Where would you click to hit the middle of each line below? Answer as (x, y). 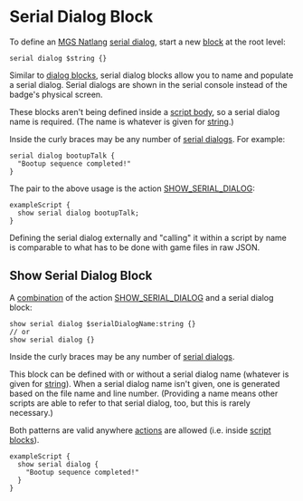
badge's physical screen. (56, 94)
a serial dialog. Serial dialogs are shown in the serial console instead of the (148, 84)
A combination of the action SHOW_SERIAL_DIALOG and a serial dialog (142, 297)
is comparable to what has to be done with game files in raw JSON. (135, 247)
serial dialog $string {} (58, 58)
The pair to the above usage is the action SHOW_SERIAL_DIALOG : (132, 188)
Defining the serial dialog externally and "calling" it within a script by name (148, 237)
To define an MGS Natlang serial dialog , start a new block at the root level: (148, 42)
